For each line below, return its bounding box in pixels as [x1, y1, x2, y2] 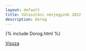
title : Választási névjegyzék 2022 [5, 12, 81, 17]
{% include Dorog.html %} [5, 31, 61, 37]
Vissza [5, 40, 19, 46]
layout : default [5, 7, 40, 13]
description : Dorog [5, 17, 47, 22]
